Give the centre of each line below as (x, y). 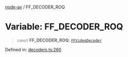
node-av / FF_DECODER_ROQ (35, 7)
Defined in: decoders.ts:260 (33, 49)
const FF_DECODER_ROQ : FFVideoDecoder (59, 40)
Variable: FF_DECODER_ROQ (64, 27)
